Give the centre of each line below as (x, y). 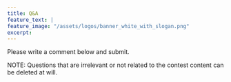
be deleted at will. (32, 72)
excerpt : (20, 32)
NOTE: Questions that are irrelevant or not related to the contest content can (115, 65)
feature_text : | (30, 20)
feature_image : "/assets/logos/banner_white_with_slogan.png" (98, 26)
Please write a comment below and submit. (68, 52)
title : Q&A (23, 13)
